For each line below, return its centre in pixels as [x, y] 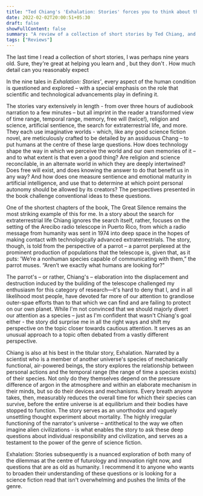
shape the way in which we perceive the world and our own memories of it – [101, 151]
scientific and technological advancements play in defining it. [82, 94]
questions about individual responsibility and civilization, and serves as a [97, 436]
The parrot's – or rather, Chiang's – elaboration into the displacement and [97, 277]
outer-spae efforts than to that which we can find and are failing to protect [99, 303]
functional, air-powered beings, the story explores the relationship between [100, 365]
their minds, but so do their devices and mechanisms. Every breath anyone [99, 391]
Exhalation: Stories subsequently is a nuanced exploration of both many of [99, 454]
